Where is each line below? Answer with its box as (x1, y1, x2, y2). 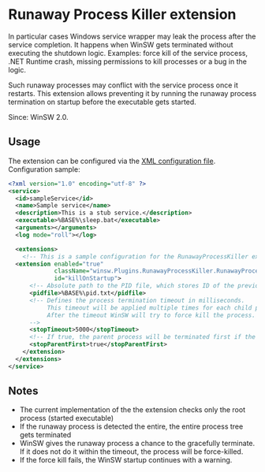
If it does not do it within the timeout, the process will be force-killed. (19, 447, 244, 456)
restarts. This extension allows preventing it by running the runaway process (8, 88, 257, 98)
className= (54, 267, 90, 275)
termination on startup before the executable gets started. (8, 97, 197, 106)
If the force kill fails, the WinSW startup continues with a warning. (19, 455, 233, 465)
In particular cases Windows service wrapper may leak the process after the (8, 32, 256, 41)
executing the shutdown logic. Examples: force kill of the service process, (8, 48, 248, 58)
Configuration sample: (8, 164, 80, 174)
